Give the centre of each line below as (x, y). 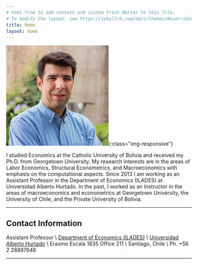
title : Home (21, 25)
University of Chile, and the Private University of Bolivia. (74, 199)
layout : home (22, 31)
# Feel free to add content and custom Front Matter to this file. (91, 12)
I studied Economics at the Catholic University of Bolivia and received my (95, 155)
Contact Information (44, 223)
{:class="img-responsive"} (141, 144)
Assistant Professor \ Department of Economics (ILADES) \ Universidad (93, 238)
